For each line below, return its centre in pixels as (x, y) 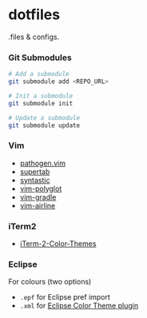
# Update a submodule (44, 117)
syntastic (35, 180)
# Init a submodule (41, 96)
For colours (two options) (50, 282)
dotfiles (34, 15)
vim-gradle (38, 197)
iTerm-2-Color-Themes (58, 244)
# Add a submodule (39, 74)
